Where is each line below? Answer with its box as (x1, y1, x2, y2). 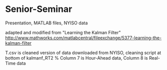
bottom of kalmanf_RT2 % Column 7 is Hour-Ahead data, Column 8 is (5, 55, 148, 61)
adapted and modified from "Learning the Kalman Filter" (5, 29, 121, 35)
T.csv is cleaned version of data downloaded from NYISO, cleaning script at (5, 50, 161, 56)
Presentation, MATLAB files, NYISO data (5, 20, 88, 26)
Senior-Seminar (5, 3, 72, 15)
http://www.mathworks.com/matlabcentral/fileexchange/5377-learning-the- (5, 35, 161, 41)
